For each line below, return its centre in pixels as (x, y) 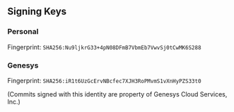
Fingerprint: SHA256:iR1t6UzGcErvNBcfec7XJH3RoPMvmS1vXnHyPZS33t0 (104, 80)
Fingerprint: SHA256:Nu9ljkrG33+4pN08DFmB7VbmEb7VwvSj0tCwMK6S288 (104, 47)
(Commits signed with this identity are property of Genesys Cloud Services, (117, 94)
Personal (23, 32)
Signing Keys (37, 12)
